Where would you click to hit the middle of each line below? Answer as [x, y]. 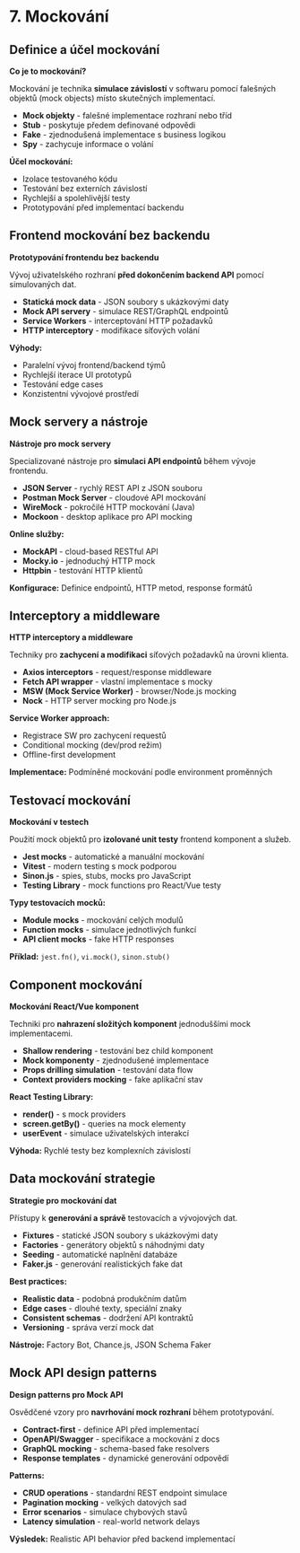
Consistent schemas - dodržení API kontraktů [108, 1318]
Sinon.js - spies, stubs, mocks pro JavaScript [107, 876]
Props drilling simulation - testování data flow [107, 1070]
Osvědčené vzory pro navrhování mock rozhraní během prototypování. [142, 1412]
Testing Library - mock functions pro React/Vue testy [122, 885]
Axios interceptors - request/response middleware [117, 672]
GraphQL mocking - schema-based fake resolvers [116, 1448]
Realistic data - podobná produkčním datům [104, 1298]
